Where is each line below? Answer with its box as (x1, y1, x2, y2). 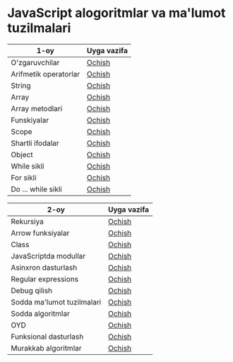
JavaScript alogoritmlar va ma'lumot (7, 5, 226, 21)
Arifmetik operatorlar (11, 69, 80, 79)
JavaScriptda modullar (11, 251, 86, 261)
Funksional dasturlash (11, 332, 84, 341)
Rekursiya (11, 216, 44, 226)
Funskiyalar (11, 115, 49, 125)
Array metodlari (11, 103, 63, 113)
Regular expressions (11, 274, 79, 284)
